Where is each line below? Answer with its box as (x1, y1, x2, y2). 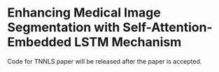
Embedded (7, 35, 72, 50)
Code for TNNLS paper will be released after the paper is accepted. (7, 57, 202, 65)
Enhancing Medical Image (7, 5, 161, 21)
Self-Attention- (122, 19, 213, 35)
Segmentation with (7, 19, 120, 35)
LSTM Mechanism (74, 35, 182, 50)
